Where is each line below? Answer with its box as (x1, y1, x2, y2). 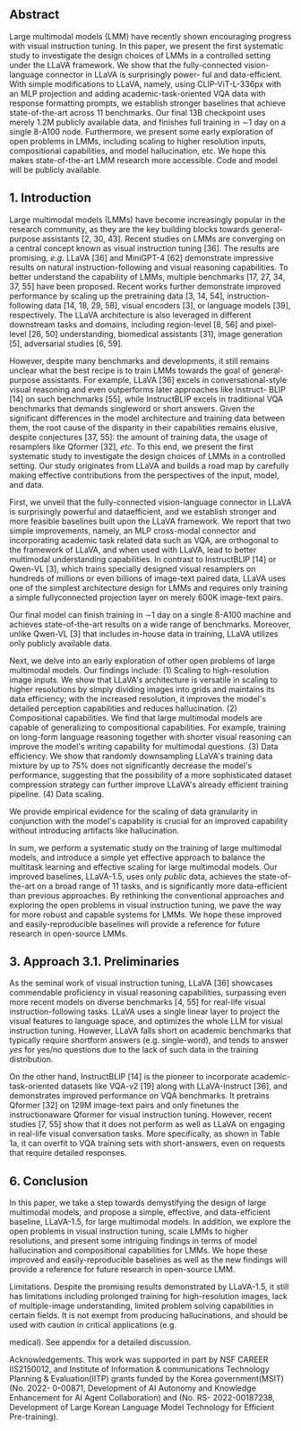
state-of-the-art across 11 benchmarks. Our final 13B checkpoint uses (9, 107, 266, 117)
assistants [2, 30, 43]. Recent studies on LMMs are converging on (41, 233, 286, 244)
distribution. (9, 1054, 54, 1065)
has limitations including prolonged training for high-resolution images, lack (9, 1291, 288, 1302)
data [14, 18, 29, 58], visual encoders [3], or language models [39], (44, 299, 291, 310)
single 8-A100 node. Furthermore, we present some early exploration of (9, 126, 274, 137)
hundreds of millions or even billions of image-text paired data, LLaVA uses (9, 573, 287, 584)
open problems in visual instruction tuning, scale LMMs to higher (9, 1226, 249, 1236)
